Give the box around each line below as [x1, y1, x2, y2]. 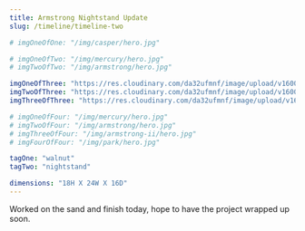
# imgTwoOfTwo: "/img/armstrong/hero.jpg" [9, 63, 172, 72]
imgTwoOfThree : [9, 88, 67, 97]
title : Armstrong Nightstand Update [9, 13, 148, 23]
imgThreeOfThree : [9, 96, 75, 105]
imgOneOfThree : [9, 79, 67, 89]
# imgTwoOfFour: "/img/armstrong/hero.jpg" [9, 120, 177, 130]
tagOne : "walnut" [9, 154, 75, 163]
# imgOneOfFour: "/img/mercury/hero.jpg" [9, 112, 169, 121]
